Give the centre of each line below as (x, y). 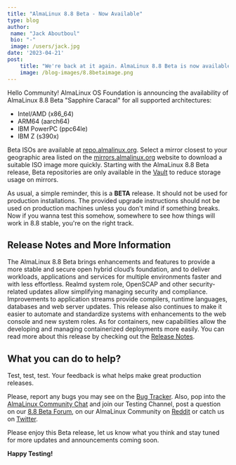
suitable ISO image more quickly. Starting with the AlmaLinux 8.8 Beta (108, 164)
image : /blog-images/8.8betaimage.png (77, 72)
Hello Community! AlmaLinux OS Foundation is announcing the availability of (118, 93)
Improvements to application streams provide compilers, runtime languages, (117, 299)
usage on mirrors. (33, 179)
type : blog (23, 20)
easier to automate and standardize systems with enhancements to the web (117, 314)
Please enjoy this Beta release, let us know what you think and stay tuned (113, 433)
